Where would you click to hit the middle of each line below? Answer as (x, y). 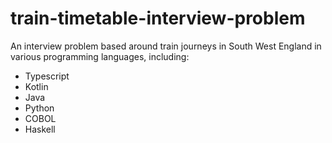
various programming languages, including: (100, 56)
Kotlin (36, 86)
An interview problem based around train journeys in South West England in (166, 46)
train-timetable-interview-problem (158, 18)
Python (39, 108)
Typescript (47, 76)
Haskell (40, 129)
